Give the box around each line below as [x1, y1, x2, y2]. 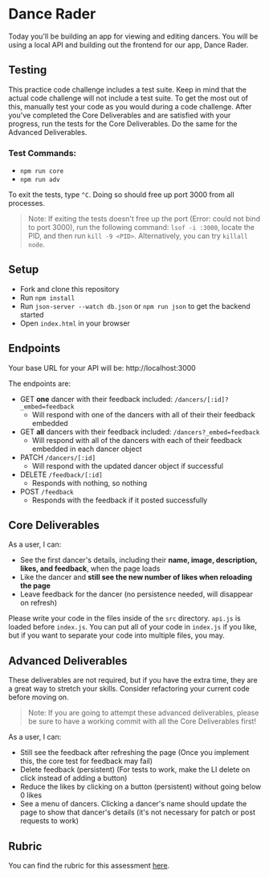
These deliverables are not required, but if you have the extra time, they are [8, 675, 259, 685]
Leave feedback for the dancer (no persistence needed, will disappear [19, 589, 253, 599]
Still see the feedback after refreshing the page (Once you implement [19, 748, 250, 757]
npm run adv [19, 176, 60, 184]
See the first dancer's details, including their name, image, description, [19, 556, 258, 565]
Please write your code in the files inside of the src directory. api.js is [8, 613, 241, 623]
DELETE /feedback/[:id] [19, 470, 103, 479]
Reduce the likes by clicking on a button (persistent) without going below [19, 782, 262, 792]
